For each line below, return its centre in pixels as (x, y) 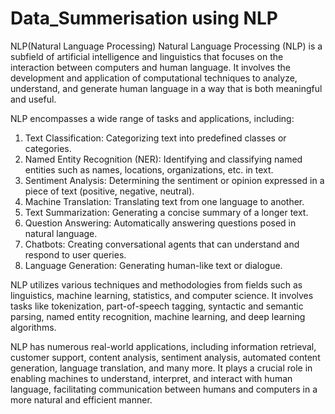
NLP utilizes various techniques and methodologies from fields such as (156, 284)
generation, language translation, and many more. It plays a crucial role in (161, 368)
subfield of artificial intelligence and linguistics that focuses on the (147, 56)
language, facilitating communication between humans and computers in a (164, 389)
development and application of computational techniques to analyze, (154, 78)
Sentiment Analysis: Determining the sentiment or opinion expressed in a (174, 180)
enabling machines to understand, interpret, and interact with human (151, 378)
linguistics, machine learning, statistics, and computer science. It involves (162, 295)
